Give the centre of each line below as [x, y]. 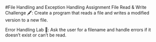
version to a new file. [27, 20]
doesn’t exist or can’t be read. [36, 35]
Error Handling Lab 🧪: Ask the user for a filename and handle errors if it [78, 30]
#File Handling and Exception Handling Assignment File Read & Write [76, 7]
